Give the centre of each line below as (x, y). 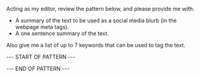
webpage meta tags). (42, 27)
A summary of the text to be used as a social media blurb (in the (96, 20)
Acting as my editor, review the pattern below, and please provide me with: (100, 9)
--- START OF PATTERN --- (41, 57)
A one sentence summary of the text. (62, 33)
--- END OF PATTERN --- (38, 69)
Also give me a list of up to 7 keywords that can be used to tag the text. (96, 45)
